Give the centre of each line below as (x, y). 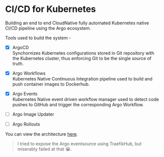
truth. (18, 64)
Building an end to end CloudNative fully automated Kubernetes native (77, 23)
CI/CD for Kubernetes (50, 9)
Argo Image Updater (33, 114)
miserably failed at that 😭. (44, 149)
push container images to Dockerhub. (51, 84)
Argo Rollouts (26, 124)
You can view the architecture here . (41, 134)
